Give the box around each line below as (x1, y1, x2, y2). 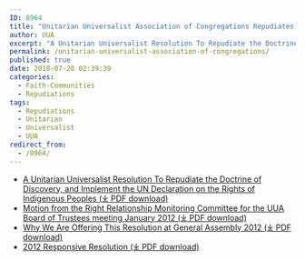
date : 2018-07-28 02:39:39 (9, 65, 112, 74)
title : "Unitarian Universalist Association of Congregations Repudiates (9, 22, 295, 31)
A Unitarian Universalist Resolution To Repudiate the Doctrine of (22, 174, 262, 185)
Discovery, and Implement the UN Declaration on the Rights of (22, 183, 256, 194)
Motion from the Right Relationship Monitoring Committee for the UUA (22, 202, 284, 214)
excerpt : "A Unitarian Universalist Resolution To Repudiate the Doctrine (9, 38, 299, 48)
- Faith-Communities (17, 81, 95, 90)
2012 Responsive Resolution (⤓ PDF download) (22, 241, 200, 252)
